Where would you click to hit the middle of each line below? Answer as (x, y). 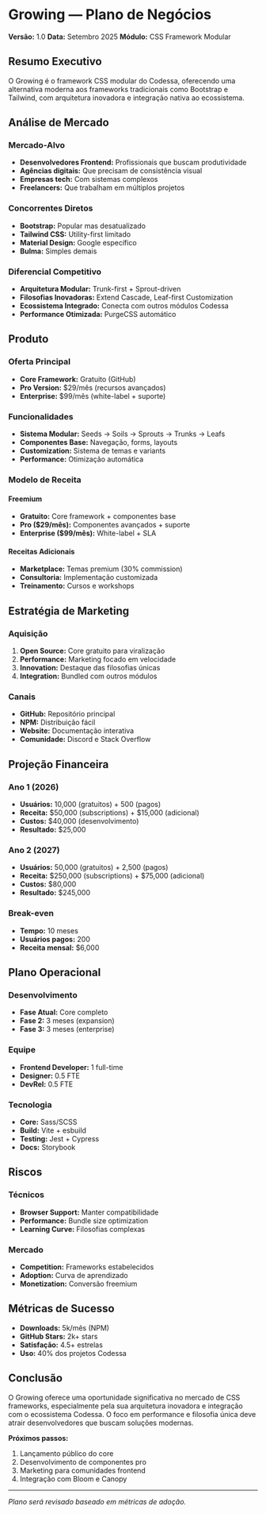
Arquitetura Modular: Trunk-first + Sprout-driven (100, 289)
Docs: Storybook (47, 1147)
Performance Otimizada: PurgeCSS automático (98, 315)
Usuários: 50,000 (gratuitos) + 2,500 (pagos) (94, 867)
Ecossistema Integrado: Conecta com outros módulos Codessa (124, 306)
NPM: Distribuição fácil (57, 722)
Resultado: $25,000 (53, 830)
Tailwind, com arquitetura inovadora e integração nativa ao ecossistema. (127, 98)
